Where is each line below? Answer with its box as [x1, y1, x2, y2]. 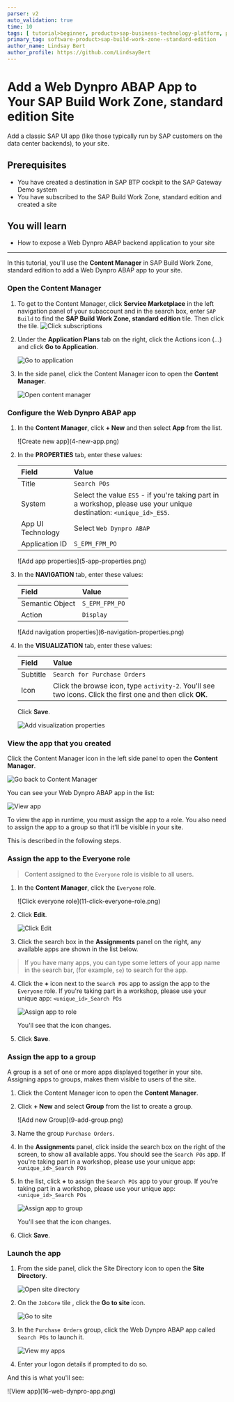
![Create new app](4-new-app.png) [17, 437, 120, 446]
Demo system [17, 185, 58, 194]
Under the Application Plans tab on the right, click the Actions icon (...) [17, 335, 222, 344]
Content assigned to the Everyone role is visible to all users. [24, 870, 194, 878]
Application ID [20, 539, 68, 549]
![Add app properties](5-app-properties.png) [17, 557, 147, 565]
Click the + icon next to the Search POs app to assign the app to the [17, 979, 210, 987]
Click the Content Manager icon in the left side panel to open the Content [7, 754, 218, 763]
